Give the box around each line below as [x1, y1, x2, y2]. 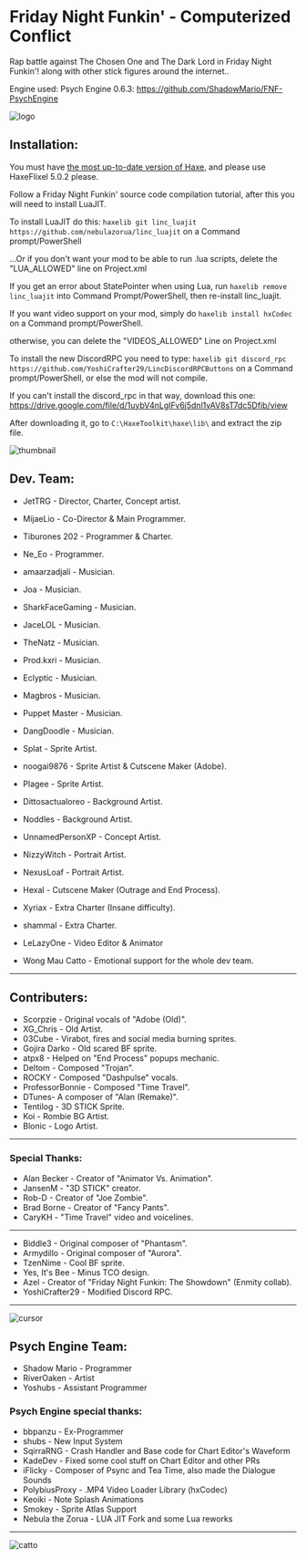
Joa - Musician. [22, 584, 82, 595]
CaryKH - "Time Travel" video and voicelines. [22, 1211, 194, 1222]
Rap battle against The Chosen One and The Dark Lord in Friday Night [9, 56, 272, 67]
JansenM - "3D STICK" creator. [22, 1182, 141, 1193]
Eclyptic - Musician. [22, 672, 97, 683]
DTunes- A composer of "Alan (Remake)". [22, 1092, 179, 1103]
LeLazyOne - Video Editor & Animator [22, 937, 164, 948]
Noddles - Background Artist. [22, 814, 133, 825]
